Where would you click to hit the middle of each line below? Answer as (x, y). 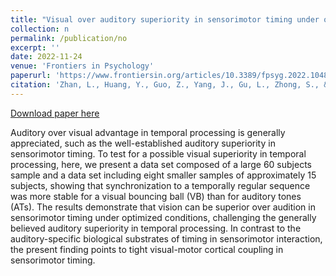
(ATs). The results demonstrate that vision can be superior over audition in (163, 207)
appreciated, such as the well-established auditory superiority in (143, 143)
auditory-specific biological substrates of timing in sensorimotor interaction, (166, 238)
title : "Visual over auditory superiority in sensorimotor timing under (165, 19)
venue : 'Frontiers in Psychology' (82, 66)
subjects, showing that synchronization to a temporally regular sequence (160, 185)
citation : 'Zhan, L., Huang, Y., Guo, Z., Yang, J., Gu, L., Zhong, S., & (169, 85)
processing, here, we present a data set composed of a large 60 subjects (161, 164)
